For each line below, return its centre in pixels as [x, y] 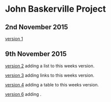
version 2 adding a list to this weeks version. [50, 66]
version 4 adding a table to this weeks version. [52, 84]
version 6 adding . [23, 94]
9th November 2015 [36, 54]
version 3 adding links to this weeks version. [50, 75]
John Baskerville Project [55, 9]
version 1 [14, 39]
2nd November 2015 [37, 27]
